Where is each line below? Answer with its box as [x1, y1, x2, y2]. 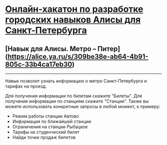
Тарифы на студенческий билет [12, 129, 80, 135]
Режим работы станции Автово [12, 113, 80, 119]
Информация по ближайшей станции [12, 119, 91, 124]
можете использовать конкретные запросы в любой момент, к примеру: [5, 104, 161, 109]
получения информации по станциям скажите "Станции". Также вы [5, 98, 149, 104]
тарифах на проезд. [5, 83, 47, 89]
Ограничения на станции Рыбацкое [12, 124, 88, 130]
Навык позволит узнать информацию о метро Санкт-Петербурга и [5, 78, 147, 84]
